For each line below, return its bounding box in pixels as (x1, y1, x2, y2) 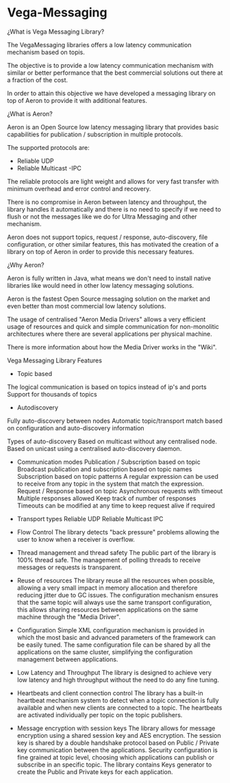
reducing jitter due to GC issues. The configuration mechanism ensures (16, 591, 219, 599)
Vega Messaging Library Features (7, 356, 103, 364)
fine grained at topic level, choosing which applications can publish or (16, 753, 214, 761)
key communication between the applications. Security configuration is (16, 745, 218, 754)
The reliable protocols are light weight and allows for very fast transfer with (7, 177, 219, 186)
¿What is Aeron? (7, 110, 53, 118)
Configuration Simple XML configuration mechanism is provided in (16, 625, 205, 634)
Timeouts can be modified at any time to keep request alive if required (16, 501, 216, 510)
